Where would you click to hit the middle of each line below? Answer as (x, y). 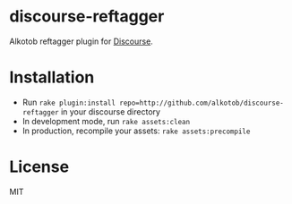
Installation (52, 77)
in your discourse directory (111, 111)
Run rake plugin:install (69, 102)
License (39, 167)
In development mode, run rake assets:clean (106, 121)
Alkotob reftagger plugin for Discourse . (82, 41)
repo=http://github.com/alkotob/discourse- (202, 103)
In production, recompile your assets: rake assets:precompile (136, 131)
